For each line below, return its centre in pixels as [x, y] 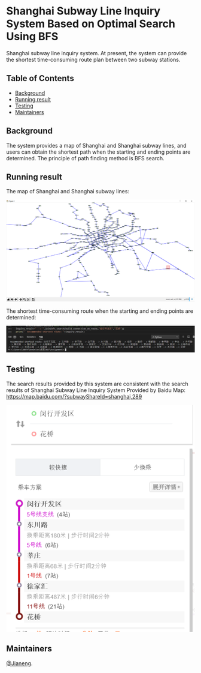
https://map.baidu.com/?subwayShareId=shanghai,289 [74, 396]
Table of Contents [40, 78]
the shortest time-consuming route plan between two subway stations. [93, 59]
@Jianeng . [19, 663]
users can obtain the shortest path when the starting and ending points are [98, 152]
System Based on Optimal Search [91, 24]
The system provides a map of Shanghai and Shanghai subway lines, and [96, 145]
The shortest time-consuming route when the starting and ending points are [100, 311]
